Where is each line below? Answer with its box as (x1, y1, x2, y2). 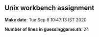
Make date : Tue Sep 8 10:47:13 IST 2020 (4, 17, 87, 22)
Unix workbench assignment (4, 4, 95, 12)
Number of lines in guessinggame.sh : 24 (4, 26, 89, 32)
